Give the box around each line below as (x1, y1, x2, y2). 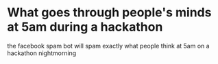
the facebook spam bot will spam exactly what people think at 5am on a (7, 42, 210, 50)
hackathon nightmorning (7, 49, 77, 57)
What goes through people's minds (7, 5, 212, 20)
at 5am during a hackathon (7, 19, 163, 35)
